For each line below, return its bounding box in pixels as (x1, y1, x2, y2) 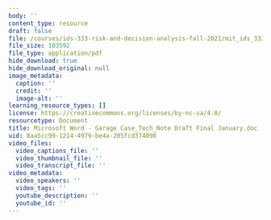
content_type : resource (8, 19, 89, 27)
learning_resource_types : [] (8, 102, 106, 110)
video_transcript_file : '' (15, 162, 106, 170)
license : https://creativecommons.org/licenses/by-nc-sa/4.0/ (8, 110, 222, 118)
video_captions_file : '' (15, 147, 99, 155)
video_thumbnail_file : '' (15, 154, 103, 162)
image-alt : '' (15, 94, 63, 102)
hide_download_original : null (8, 64, 110, 73)
